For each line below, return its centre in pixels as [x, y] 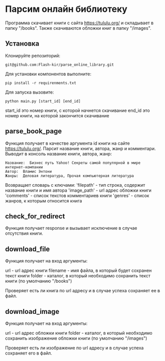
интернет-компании [24, 167]
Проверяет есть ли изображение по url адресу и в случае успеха [74, 348]
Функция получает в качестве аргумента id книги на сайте [68, 143]
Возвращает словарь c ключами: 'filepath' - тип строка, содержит [75, 185]
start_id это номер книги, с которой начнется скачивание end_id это [78, 110]
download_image [32, 311]
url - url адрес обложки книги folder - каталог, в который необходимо [79, 333]
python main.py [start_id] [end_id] [43, 101]
